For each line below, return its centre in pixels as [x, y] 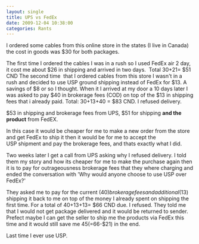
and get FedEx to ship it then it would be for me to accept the [81, 138]
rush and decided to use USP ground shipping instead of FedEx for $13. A [97, 83]
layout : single [25, 12]
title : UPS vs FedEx [32, 17]
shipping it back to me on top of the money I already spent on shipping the [98, 199]
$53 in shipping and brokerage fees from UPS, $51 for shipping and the [94, 113]
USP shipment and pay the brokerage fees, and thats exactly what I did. [94, 144]
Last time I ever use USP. [37, 236]
